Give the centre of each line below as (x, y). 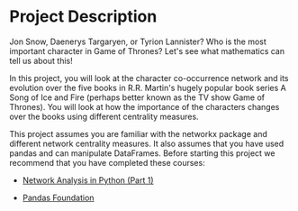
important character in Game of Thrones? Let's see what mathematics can (147, 50)
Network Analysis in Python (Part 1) (88, 180)
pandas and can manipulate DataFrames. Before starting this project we (142, 153)
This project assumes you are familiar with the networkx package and (138, 133)
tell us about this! (41, 60)
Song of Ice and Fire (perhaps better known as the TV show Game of (137, 97)
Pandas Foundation (58, 197)
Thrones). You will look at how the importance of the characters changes (144, 106)
